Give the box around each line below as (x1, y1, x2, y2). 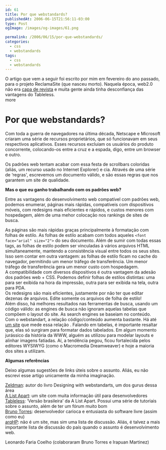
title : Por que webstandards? (5, 12, 68, 17)
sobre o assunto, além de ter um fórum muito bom (5, 403, 108, 409)
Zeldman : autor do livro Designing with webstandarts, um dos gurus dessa (5, 382, 157, 388)
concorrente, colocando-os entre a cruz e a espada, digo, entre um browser (5, 147, 161, 153)
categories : (5, 39, 30, 45)
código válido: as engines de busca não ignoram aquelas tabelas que (5, 306, 147, 312)
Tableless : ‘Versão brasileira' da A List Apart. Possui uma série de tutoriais (5, 398, 157, 404)
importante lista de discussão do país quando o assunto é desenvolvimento (5, 424, 160, 430)
